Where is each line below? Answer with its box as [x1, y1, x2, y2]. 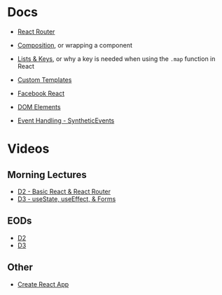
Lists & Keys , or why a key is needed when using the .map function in [17, 54, 216, 63]
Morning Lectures [7, 169, 88, 181]
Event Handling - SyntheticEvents [17, 116, 115, 125]
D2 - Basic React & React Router [17, 187, 111, 195]
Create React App [17, 280, 69, 288]
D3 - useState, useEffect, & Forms [17, 194, 116, 203]
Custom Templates [17, 75, 72, 84]
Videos [7, 141, 50, 157]
